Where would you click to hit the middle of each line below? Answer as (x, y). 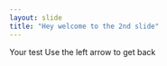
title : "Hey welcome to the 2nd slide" (84, 26)
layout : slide (36, 18)
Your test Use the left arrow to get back (83, 52)
